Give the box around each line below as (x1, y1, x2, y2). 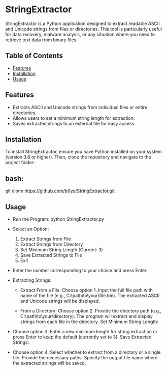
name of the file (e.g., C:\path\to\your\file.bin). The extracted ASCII (20, 293, 160, 299)
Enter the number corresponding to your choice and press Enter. (12, 268, 148, 273)
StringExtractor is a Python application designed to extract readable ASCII (5, 20, 160, 26)
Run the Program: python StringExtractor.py (12, 216, 105, 222)
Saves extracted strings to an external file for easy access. (12, 120, 136, 126)
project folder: (5, 160, 35, 166)
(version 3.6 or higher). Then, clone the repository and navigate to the (5, 154, 151, 160)
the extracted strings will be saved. (12, 360, 86, 366)
